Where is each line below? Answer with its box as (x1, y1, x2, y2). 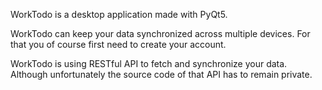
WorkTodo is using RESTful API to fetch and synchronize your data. (10, 58, 288, 69)
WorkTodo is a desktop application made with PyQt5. (10, 9, 228, 20)
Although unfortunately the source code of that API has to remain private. (10, 69, 313, 80)
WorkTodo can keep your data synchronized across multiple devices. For (10, 28, 311, 39)
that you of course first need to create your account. (10, 39, 227, 50)
